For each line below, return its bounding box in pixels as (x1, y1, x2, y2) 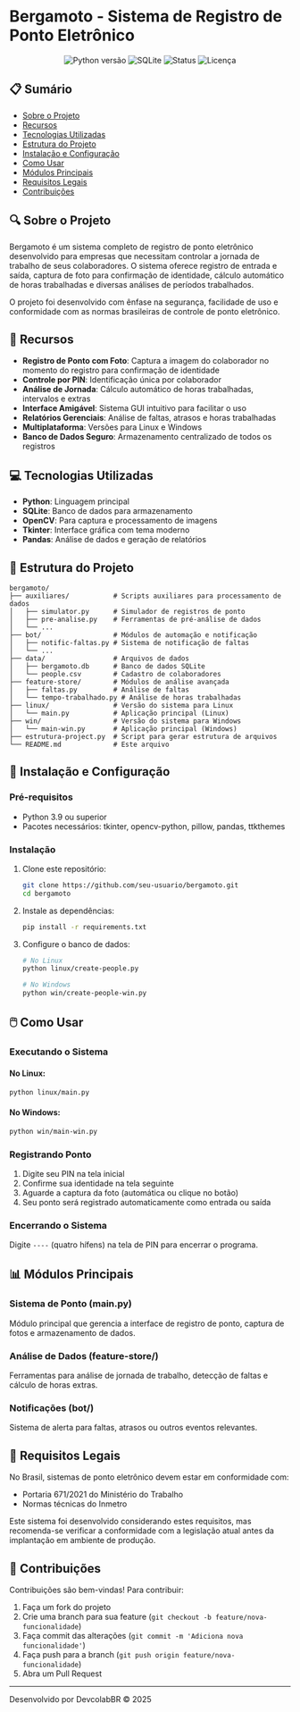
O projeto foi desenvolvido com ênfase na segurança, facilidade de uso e (9, 297, 279, 307)
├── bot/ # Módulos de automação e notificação (9, 631, 257, 640)
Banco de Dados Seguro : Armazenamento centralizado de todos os (21, 432, 272, 442)
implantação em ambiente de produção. (9, 1535, 156, 1546)
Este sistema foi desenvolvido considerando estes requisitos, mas (9, 1516, 252, 1527)
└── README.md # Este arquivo (9, 740, 170, 749)
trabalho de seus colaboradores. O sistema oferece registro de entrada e (9, 260, 278, 271)
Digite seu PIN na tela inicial (21, 1168, 125, 1179)
